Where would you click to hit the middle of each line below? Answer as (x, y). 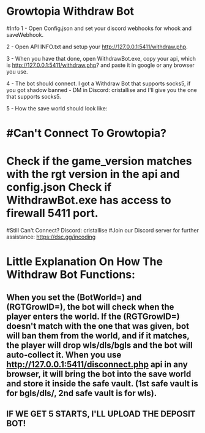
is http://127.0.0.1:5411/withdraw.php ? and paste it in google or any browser (100, 65)
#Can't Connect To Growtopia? (87, 133)
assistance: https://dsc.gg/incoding (51, 237)
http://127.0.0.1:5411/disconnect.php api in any (97, 364)
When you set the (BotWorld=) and (74, 297)
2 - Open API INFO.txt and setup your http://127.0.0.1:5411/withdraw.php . (97, 47)
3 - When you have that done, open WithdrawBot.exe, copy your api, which (101, 58)
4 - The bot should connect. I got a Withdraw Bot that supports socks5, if (99, 83)
